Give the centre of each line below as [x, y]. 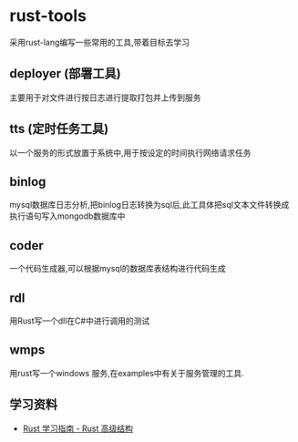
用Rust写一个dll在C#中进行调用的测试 [80, 321]
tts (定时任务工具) [59, 129]
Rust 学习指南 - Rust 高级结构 [78, 428]
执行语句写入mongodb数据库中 [67, 216]
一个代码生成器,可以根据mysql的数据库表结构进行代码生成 [118, 269]
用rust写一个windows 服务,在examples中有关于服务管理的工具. [127, 373]
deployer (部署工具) [65, 74]
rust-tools [48, 16]
